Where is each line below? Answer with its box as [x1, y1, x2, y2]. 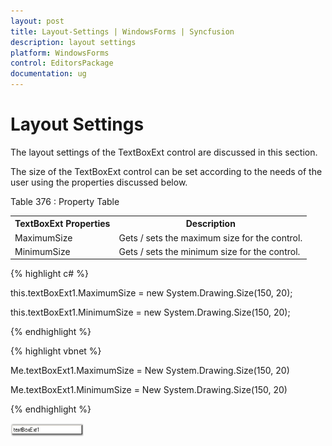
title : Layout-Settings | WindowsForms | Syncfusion [10, 26, 235, 37]
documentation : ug [10, 69, 87, 79]
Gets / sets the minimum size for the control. [118, 245, 301, 257]
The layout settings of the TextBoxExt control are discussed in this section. [10, 146, 318, 158]
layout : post [10, 16, 65, 26]
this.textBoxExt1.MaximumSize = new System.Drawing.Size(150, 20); [10, 287, 293, 299]
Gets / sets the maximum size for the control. [118, 231, 303, 244]
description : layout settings [10, 37, 137, 47]
